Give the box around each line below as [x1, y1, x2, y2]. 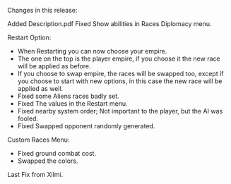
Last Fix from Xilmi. [7, 171, 64, 178]
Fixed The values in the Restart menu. [17, 99, 129, 108]
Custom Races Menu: [7, 135, 70, 144]
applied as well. [17, 85, 64, 92]
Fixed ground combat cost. [17, 149, 97, 157]
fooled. [17, 114, 39, 123]
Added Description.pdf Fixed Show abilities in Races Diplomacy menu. [7, 20, 212, 27]
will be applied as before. [17, 62, 91, 70]
